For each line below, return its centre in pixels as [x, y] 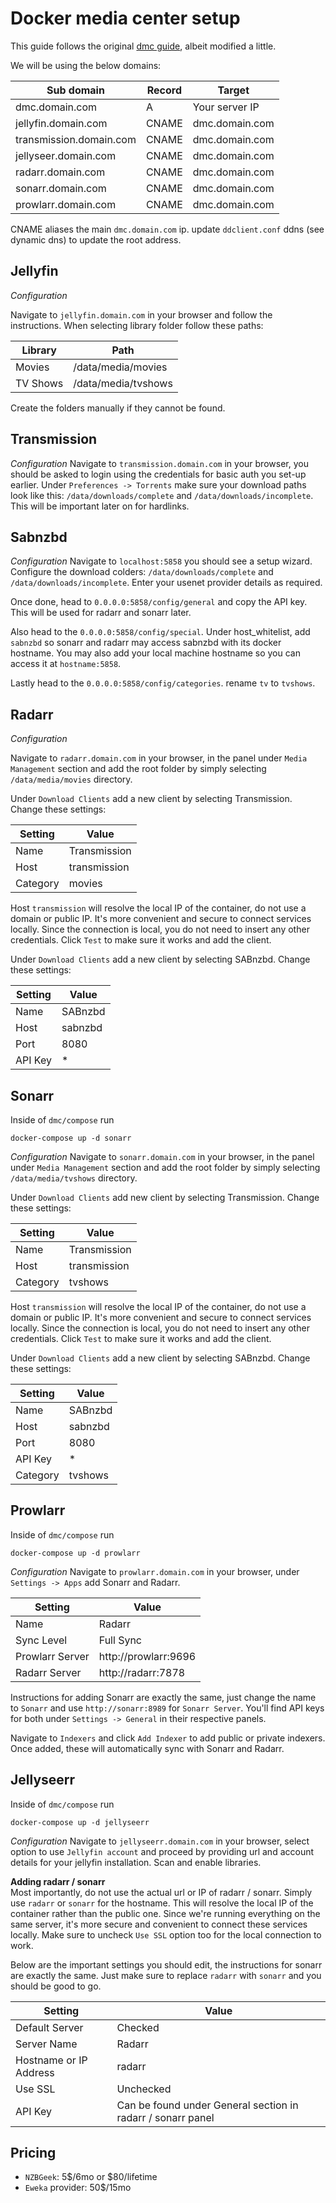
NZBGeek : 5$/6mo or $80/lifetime [91, 2177]
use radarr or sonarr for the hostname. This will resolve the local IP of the [162, 1903]
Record [164, 90]
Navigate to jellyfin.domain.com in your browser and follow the [141, 314]
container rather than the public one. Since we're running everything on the [165, 1913]
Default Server [49, 2027]
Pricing [33, 2153]
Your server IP [226, 107]
